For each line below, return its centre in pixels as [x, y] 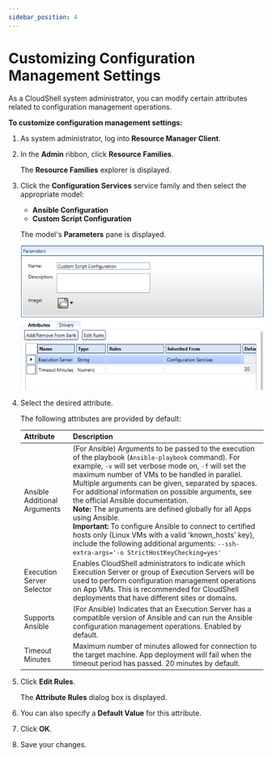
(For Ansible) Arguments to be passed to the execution [164, 448]
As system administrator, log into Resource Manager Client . [120, 138]
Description [93, 437]
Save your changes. [53, 744]
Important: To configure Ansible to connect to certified [164, 526]
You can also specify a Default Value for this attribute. [111, 713]
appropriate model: [52, 194]
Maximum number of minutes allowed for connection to [165, 647]
